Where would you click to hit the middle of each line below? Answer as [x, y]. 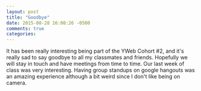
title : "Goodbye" [28, 17]
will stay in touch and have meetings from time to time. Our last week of [95, 64]
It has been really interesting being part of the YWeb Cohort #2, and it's [95, 51]
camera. [17, 83]
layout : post [23, 12]
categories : [21, 34]
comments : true [25, 28]
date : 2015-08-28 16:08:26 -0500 [48, 23]
